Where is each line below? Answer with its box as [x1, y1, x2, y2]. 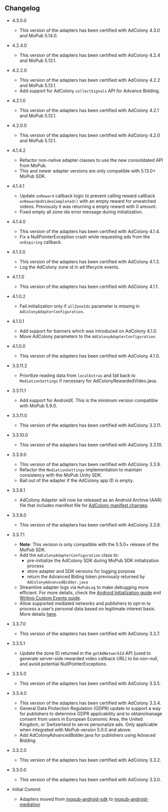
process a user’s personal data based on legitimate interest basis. [19, 605, 156, 612]
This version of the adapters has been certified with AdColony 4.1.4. [19, 228, 160, 234]
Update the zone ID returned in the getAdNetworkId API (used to [19, 650, 151, 656]
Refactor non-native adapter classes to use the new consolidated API [19, 157, 163, 163]
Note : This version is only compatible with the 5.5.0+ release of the [19, 541, 159, 547]
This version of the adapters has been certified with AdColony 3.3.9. [19, 461, 161, 467]
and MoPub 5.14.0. [19, 32, 58, 38]
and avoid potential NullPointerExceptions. [19, 661, 108, 667]
